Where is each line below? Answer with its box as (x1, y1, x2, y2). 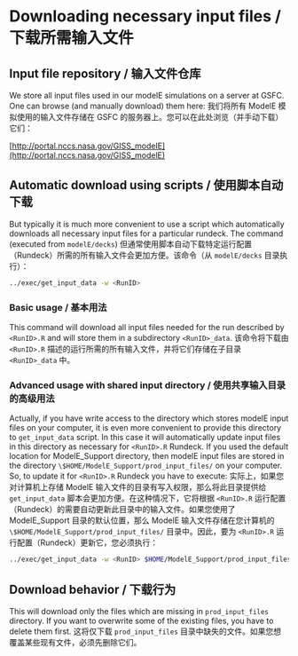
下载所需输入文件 (9, 28, 135, 48)
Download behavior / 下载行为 (9, 581, 176, 597)
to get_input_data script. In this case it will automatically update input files (9, 432, 281, 443)
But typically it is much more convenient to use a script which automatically (9, 218, 286, 229)
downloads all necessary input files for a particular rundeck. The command (9, 228, 284, 239)
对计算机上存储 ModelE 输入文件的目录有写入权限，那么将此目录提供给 (9, 482, 267, 493)
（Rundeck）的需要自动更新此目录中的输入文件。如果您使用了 (9, 504, 236, 515)
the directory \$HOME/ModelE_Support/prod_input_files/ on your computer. (9, 460, 283, 471)
